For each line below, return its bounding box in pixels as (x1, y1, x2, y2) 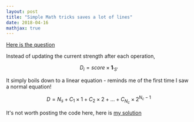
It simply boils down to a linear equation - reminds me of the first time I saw (6, 77, 189, 84)
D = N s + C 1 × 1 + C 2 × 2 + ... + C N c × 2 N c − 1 (46, 95, 151, 105)
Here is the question (6, 41, 55, 48)
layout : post (6, 8, 38, 15)
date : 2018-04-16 (6, 19, 49, 25)
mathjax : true (6, 25, 41, 31)
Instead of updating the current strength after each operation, (6, 52, 156, 60)
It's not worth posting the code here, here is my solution (6, 109, 142, 116)
